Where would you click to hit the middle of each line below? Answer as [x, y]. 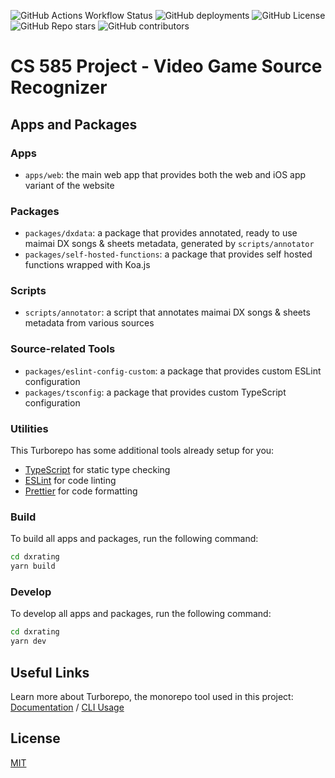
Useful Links [50, 672]
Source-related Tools [63, 349]
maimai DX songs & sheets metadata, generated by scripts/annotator [169, 244]
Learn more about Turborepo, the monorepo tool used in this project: [152, 696]
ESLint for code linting [70, 481]
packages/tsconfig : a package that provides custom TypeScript [155, 392]
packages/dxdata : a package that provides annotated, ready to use [161, 233]
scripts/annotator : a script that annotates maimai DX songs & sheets [167, 312]
